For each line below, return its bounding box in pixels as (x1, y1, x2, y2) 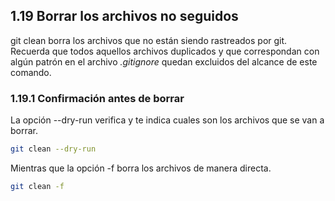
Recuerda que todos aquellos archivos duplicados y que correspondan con (10, 45, 320, 57)
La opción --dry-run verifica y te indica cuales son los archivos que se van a (10, 114, 325, 126)
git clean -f (10, 181, 65, 191)
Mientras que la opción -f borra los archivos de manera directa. (10, 162, 272, 174)
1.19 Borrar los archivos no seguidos (10, 8, 239, 25)
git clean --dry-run (10, 144, 97, 154)
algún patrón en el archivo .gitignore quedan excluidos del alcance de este (10, 55, 318, 68)
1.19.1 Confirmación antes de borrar (10, 91, 185, 105)
